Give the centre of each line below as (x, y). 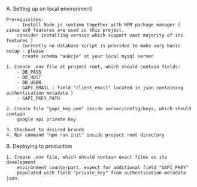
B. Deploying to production (39, 146)
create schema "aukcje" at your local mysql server (88, 56)
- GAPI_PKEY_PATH (39, 98)
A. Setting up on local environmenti (49, 9)
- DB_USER (29, 83)
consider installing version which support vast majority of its (100, 35)
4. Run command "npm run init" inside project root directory (85, 135)
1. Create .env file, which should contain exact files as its (87, 157)
